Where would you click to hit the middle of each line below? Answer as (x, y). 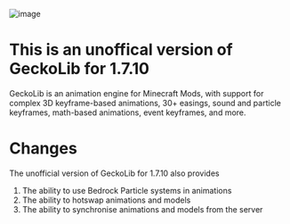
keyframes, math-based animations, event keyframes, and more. (128, 112)
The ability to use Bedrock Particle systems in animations (127, 190)
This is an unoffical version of (121, 50)
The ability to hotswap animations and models (106, 200)
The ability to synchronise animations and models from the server (142, 209)
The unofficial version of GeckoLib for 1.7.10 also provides (114, 173)
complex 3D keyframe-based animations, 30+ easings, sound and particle (145, 103)
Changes (43, 149)
